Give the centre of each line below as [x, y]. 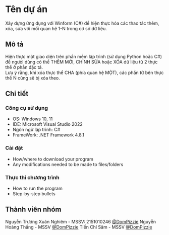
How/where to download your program [53, 159]
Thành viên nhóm [33, 210]
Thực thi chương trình [32, 177]
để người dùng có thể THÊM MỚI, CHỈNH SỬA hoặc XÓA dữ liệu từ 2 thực [81, 62]
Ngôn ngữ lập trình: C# [36, 130]
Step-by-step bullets [34, 194]
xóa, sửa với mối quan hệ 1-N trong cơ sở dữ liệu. [56, 28]
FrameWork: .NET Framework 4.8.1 [48, 135]
